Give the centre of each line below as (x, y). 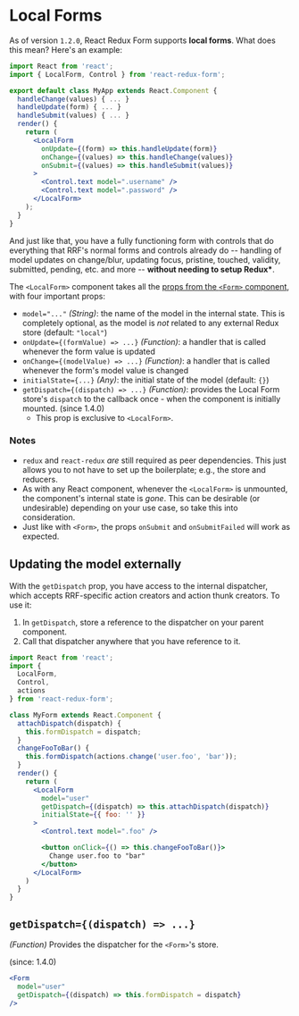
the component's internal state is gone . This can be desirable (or (141, 498)
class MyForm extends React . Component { (86, 715)
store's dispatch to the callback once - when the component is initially (151, 399)
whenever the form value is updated (89, 351)
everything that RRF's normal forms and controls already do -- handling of (145, 250)
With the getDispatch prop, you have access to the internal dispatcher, (138, 585)
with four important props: (57, 296)
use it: (21, 605)
